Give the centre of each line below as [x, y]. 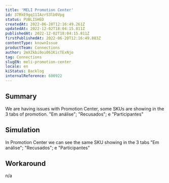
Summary [21, 97]
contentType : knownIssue [31, 43]
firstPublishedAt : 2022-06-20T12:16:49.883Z [53, 39]
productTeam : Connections [32, 48]
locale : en [17, 66]
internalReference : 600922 [34, 76]
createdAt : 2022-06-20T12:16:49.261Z [45, 24]
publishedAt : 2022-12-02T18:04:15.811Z [47, 33]
